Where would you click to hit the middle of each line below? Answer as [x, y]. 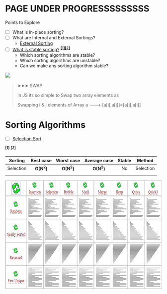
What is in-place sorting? [38, 32]
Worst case [68, 160]
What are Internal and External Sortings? [54, 38]
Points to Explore [23, 22]
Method [145, 160]
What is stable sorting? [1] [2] [41, 49]
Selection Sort [27, 139]
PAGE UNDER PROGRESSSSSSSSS [77, 9]
